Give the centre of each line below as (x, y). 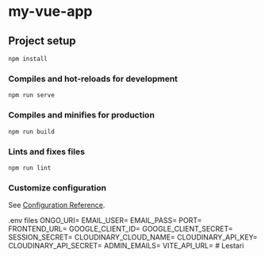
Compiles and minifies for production (81, 115)
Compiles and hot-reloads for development (93, 79)
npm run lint (30, 168)
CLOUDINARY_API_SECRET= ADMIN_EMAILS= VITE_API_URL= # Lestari (126, 246)
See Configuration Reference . (57, 205)
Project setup (42, 41)
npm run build (32, 132)
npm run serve (32, 95)
